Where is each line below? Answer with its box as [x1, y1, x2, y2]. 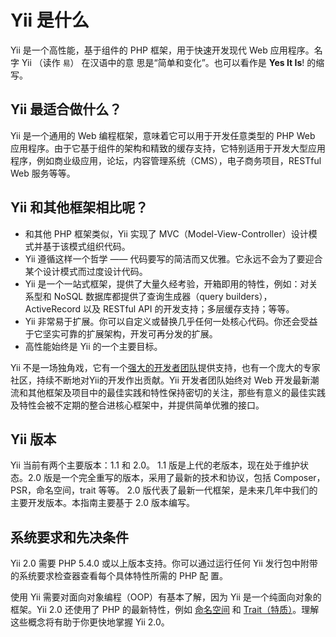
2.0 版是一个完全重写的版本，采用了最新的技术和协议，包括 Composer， [27, 472, 326, 484]
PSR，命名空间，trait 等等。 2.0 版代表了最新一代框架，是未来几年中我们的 [10, 484, 318, 496]
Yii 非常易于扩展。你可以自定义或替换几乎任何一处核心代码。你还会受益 [24, 315, 318, 327]
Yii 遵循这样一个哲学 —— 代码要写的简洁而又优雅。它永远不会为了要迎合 [24, 252, 323, 265]
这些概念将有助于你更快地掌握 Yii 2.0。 [10, 616, 170, 628]
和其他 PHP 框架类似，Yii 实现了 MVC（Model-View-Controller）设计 [24, 227, 309, 240]
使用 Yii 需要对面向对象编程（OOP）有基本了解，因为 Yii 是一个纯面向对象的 [10, 591, 322, 603]
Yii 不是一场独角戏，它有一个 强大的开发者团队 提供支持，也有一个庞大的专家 [10, 361, 321, 373]
